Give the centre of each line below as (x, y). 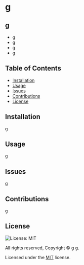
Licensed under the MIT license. (38, 257)
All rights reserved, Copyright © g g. (42, 248)
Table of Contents (33, 68)
